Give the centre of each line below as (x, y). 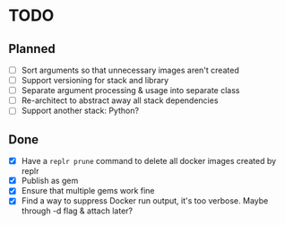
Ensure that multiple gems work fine (88, 191)
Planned (32, 49)
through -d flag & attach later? (77, 211)
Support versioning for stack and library (95, 81)
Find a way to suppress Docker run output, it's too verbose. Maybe (145, 201)
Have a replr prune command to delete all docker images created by (149, 161)
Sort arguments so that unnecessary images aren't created (130, 70)
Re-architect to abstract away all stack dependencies (120, 100)
